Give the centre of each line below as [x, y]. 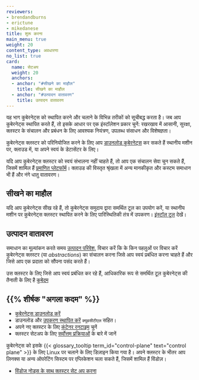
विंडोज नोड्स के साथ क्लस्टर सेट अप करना [56, 371]
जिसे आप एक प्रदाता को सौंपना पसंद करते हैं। [48, 261]
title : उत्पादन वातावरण [41, 100]
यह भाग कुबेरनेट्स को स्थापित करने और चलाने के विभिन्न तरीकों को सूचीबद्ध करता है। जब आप [94, 117]
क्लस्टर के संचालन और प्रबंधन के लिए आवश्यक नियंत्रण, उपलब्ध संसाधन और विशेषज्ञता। [89, 130]
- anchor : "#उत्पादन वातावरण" [43, 95]
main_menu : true [26, 39]
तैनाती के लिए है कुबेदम [27, 280]
